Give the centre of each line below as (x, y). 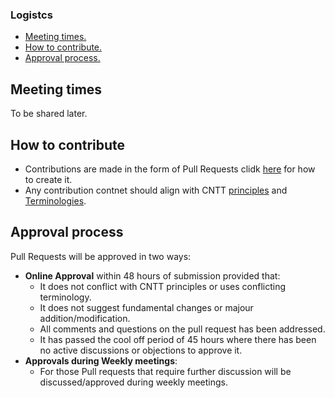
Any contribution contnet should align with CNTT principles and (156, 190)
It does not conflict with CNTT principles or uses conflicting (162, 286)
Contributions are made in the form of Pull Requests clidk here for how (170, 169)
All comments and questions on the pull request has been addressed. (182, 329)
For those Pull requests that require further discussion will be (165, 371)
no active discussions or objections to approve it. (141, 350)
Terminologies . (55, 200)
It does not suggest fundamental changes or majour (146, 307)
